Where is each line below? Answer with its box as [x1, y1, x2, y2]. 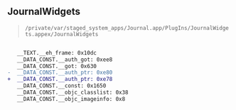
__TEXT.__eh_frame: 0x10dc [16, 49, 97, 56]
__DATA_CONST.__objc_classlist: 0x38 [16, 89, 129, 97]
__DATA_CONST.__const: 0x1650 [16, 82, 107, 89]
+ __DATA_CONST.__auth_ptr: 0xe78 [7, 76, 113, 83]
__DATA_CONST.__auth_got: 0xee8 [16, 56, 113, 63]
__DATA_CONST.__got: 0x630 [16, 62, 97, 70]
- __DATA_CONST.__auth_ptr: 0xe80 [7, 69, 113, 77]
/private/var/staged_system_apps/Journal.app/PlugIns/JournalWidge [24, 24, 229, 31]
